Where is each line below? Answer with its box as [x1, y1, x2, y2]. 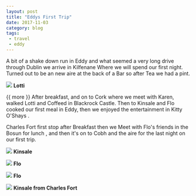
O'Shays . [6, 112, 30, 119]
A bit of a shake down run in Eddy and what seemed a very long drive [6, 57, 174, 65]
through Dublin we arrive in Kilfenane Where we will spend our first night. [6, 63, 183, 70]
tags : [6, 31, 19, 36]
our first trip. [6, 136, 36, 143]
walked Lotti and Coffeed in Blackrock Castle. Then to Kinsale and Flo [6, 99, 175, 106]
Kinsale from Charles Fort [13, 184, 77, 191]
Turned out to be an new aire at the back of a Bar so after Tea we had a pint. [6, 70, 191, 77]
